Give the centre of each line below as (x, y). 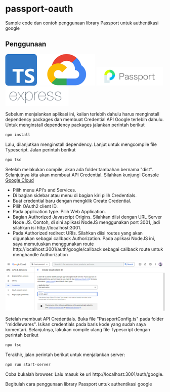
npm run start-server (28, 365)
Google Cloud (20, 180)
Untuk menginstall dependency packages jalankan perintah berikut (75, 125)
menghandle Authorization (40, 254)
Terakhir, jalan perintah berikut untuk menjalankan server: (65, 355)
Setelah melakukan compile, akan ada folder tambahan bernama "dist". (79, 169)
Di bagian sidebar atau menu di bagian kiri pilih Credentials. (75, 195)
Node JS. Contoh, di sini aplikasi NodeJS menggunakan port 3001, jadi (86, 222)
